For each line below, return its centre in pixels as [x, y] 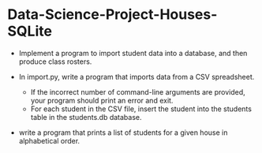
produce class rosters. [55, 62]
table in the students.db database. [86, 117]
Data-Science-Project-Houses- [112, 15]
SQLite [30, 31]
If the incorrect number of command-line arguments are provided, [138, 91]
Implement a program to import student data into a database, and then [133, 53]
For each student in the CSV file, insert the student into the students [141, 109]
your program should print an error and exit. [102, 100]
